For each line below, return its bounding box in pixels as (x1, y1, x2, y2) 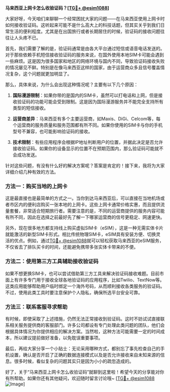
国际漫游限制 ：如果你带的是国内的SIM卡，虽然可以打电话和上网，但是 (12, 92, 158, 98)
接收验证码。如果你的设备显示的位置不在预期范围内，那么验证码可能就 (12, 145, 159, 151)
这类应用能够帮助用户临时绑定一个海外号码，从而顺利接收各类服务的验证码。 (5, 283, 165, 289)
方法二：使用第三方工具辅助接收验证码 (5, 258, 99, 265)
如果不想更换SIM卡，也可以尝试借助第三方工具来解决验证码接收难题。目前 (5, 270, 160, 277)
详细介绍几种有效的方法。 (5, 169, 59, 175)
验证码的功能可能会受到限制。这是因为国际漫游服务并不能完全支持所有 (17, 99, 163, 104)
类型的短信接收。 (12, 105, 49, 111)
